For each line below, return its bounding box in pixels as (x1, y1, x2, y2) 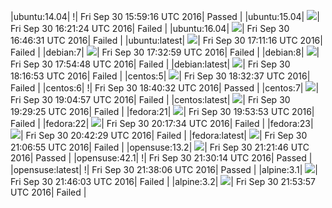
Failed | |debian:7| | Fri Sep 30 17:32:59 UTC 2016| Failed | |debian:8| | (10, 46, 320, 58)
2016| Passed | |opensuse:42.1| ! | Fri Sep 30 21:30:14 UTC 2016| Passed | (10, 152, 313, 164)
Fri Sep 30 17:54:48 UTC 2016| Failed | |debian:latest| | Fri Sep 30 (10, 58, 291, 70)
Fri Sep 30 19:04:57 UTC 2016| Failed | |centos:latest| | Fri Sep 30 (10, 94, 291, 105)
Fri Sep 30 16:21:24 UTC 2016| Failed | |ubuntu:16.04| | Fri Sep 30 (10, 23, 290, 34)
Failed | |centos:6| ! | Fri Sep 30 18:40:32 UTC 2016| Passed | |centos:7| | (10, 82, 320, 94)
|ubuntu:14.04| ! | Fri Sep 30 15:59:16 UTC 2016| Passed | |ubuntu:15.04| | (10, 11, 320, 22)
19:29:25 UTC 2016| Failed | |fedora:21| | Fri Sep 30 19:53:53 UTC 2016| (10, 106, 315, 117)
